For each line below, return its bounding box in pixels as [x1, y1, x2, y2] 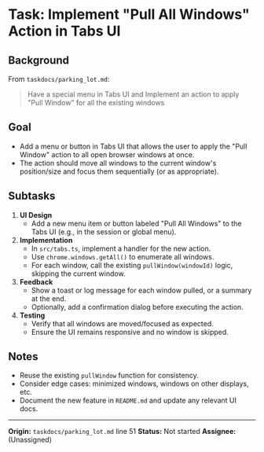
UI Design [19, 210, 53, 219]
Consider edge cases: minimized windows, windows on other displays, [19, 379, 249, 388]
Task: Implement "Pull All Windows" [8, 6, 250, 24]
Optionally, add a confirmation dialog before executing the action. [31, 302, 244, 311]
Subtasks [8, 189, 56, 203]
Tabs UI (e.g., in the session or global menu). [31, 226, 177, 237]
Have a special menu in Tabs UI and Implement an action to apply [27, 90, 240, 99]
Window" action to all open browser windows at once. [19, 149, 195, 159]
